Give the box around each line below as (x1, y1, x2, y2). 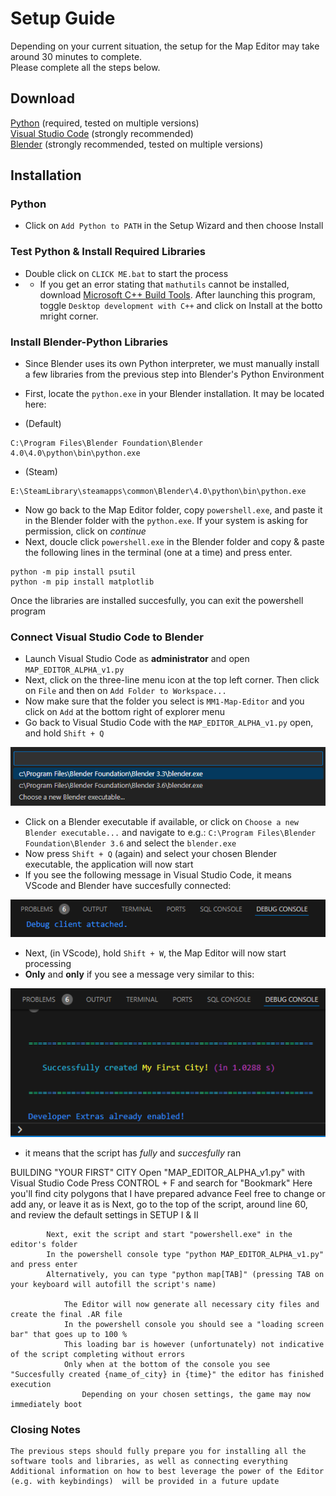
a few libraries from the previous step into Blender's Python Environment (24, 368, 325, 381)
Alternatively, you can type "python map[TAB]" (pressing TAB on (46, 1269, 325, 1279)
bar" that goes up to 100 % (10, 1329, 128, 1339)
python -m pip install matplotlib (10, 577, 155, 587)
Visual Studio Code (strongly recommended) (10, 127, 194, 139)
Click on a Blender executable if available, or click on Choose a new (24, 815, 300, 827)
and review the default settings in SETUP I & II (10, 1208, 199, 1221)
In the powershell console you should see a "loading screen (63, 1319, 325, 1329)
